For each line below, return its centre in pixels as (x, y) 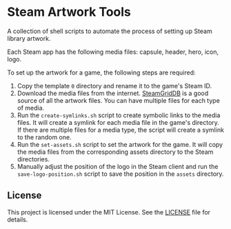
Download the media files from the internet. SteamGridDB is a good (113, 93)
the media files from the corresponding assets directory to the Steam (115, 152)
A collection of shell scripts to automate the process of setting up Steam (110, 31)
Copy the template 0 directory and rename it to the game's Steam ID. (114, 86)
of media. (31, 108)
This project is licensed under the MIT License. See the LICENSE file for (109, 212)
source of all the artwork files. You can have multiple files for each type (119, 100)
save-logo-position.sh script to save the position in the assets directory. (120, 174)
